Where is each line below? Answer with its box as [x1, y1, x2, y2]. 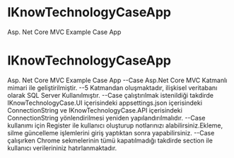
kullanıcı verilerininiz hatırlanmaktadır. [7, 143, 117, 152]
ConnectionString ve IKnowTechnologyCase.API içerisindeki [7, 106, 182, 114]
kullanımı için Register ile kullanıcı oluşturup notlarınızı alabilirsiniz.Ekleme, [7, 121, 223, 130]
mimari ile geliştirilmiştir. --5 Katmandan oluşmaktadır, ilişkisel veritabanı [7, 83, 218, 92]
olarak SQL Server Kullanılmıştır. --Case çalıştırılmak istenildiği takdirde [7, 91, 214, 99]
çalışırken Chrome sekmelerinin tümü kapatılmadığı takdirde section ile [7, 136, 213, 145]
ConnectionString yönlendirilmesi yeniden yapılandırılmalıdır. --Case [7, 113, 206, 122]
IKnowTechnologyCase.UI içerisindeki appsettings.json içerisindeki [7, 98, 203, 107]
